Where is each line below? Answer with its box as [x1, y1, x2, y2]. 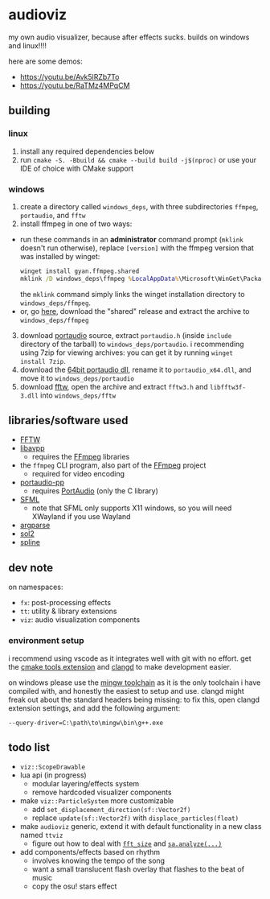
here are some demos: [8, 56, 83, 66]
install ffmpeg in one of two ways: [19, 219, 133, 229]
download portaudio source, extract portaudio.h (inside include [19, 330, 232, 340]
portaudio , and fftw [19, 210, 86, 220]
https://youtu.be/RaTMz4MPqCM [19, 80, 130, 90]
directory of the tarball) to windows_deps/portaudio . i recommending [19, 339, 244, 348]
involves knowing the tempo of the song [31, 856, 166, 866]
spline [19, 538, 40, 547]
